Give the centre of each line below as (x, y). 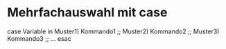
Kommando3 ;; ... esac (39, 38)
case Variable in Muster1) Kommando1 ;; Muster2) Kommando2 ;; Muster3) (113, 31)
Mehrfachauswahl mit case (87, 13)
